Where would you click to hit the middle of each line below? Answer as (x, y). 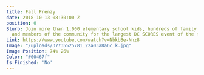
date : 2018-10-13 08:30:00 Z (43, 18)
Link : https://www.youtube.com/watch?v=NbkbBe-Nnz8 (73, 40)
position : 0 (21, 23)
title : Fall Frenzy (31, 12)
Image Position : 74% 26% (38, 51)
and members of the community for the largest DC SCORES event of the (103, 34)
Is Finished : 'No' (29, 62)
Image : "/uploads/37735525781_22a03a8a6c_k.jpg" (69, 46)
